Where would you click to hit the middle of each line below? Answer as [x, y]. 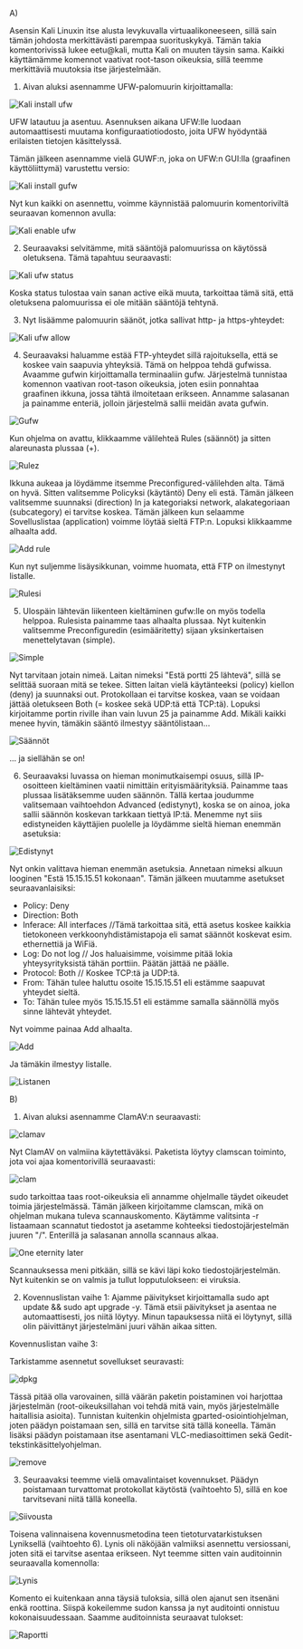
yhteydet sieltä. [51, 992]
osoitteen [40, 786]
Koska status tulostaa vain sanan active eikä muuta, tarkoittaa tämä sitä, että [151, 293]
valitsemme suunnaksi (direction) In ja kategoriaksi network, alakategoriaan [150, 502]
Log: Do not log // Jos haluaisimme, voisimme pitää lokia [128, 954]
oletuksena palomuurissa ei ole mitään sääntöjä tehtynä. [114, 302]
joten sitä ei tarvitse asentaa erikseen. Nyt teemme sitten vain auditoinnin [146, 1553]
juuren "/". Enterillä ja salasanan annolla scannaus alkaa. [114, 1235]
